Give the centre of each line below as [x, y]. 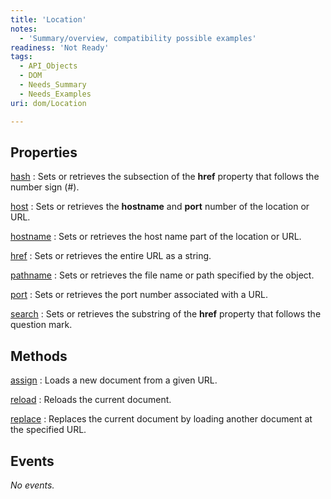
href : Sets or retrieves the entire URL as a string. [111, 256]
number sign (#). [45, 187]
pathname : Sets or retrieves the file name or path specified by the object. [162, 275]
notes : [24, 29]
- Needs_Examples [55, 94]
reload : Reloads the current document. [91, 400]
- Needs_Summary [53, 85]
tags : [21, 57]
